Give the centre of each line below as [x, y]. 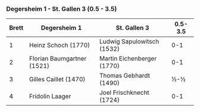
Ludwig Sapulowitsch [129, 41]
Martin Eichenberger [128, 59]
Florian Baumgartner [58, 59]
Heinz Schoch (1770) [60, 45]
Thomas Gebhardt [125, 76]
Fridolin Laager [50, 97]
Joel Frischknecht [124, 92]
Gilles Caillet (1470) [57, 79]
